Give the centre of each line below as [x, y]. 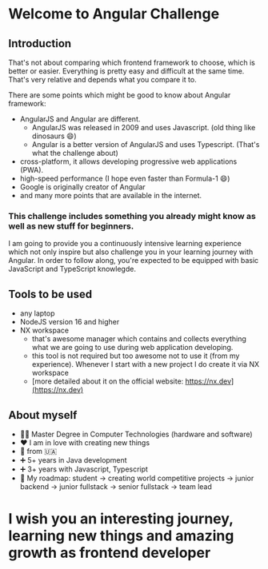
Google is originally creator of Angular [82, 187]
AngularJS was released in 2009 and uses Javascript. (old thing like [144, 127]
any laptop [37, 313]
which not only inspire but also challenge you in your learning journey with [131, 252]
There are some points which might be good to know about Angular [120, 95]
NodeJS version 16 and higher [70, 322]
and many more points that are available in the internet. [111, 195]
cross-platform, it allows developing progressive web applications [128, 161]
